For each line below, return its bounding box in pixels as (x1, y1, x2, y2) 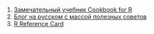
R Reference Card (13, 20, 64, 27)
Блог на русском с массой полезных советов (13, 13, 147, 21)
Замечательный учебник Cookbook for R (13, 6, 132, 13)
